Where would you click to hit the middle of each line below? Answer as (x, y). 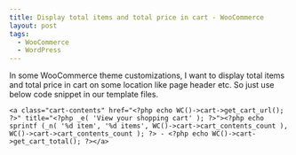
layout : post (33, 26)
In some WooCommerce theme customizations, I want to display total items (147, 75)
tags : (19, 34)
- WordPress (40, 50)
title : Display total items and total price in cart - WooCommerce (137, 17)
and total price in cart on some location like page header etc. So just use (142, 85)
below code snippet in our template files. (84, 95)
